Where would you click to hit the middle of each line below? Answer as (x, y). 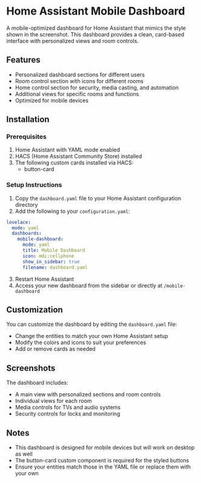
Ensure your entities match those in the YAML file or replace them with (103, 467)
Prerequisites (26, 137)
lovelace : (19, 222)
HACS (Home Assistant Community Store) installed (78, 157)
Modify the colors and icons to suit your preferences (81, 343)
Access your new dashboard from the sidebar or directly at (89, 285)
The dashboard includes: (37, 383)
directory (26, 204)
